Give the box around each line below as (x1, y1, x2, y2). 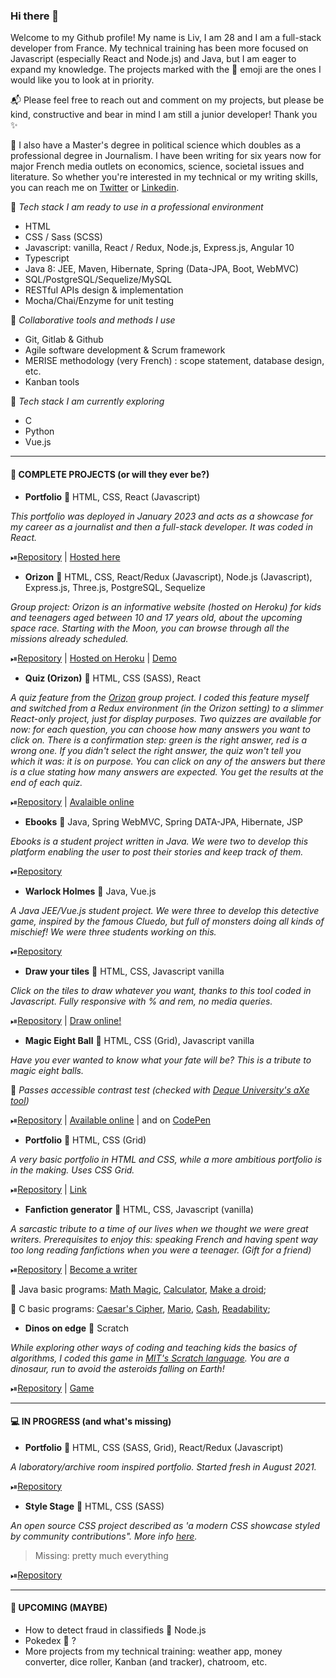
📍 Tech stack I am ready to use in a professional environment (10, 201, 264, 213)
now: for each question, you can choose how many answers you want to (10, 723, 311, 735)
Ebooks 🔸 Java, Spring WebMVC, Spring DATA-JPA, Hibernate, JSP (24, 815, 303, 828)
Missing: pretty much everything (34, 1549, 169, 1561)
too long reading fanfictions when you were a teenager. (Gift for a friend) (10, 1244, 312, 1256)
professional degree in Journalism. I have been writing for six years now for (10, 150, 322, 162)
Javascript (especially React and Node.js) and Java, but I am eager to (10, 53, 297, 65)
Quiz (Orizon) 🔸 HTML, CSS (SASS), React (24, 672, 201, 684)
